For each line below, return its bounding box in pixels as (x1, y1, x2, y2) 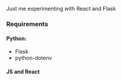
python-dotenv (14, 54, 52, 61)
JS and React (6, 68, 40, 75)
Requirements (6, 20, 49, 28)
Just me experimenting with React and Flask (6, 5, 116, 12)
